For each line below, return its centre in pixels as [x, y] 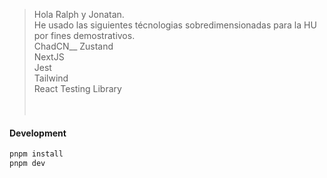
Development [38, 133]
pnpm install [36, 154]
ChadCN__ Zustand [73, 46]
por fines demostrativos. [84, 35]
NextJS [49, 57]
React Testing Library [77, 88]
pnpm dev [27, 164]
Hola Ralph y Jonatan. [79, 14]
